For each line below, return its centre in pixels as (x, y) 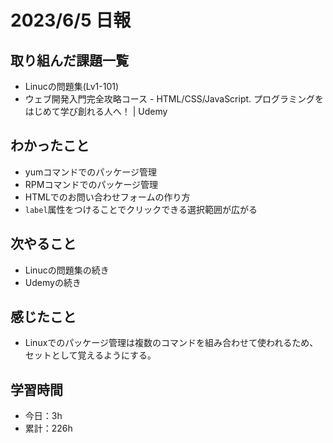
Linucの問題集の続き (67, 270)
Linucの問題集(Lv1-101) (72, 86)
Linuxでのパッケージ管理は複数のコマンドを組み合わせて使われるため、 (171, 343)
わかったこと (50, 146)
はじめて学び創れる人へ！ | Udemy (96, 111)
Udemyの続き (53, 282)
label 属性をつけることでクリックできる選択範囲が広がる (141, 209)
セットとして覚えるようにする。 (90, 355)
